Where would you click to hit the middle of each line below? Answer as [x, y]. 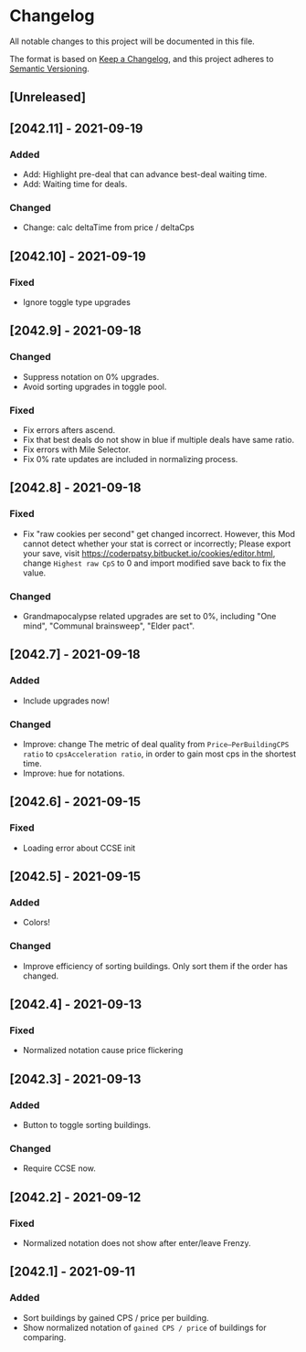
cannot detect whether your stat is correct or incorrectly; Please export [157, 544]
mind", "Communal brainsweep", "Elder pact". [108, 626]
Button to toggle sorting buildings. [87, 1125]
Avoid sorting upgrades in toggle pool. [95, 386]
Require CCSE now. [59, 1168]
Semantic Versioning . [49, 69]
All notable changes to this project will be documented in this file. [132, 41]
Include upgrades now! [66, 701]
